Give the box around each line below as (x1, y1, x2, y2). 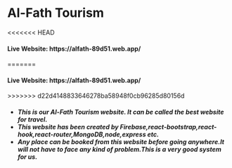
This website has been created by (17, 122, 119, 131)
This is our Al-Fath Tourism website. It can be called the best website (17, 108, 224, 116)
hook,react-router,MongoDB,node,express (17, 130, 146, 138)
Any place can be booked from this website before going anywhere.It (17, 137, 225, 146)
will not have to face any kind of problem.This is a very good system (17, 145, 221, 153)
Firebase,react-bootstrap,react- (120, 122, 217, 131)
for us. (17, 153, 38, 161)
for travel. (17, 115, 48, 124)
